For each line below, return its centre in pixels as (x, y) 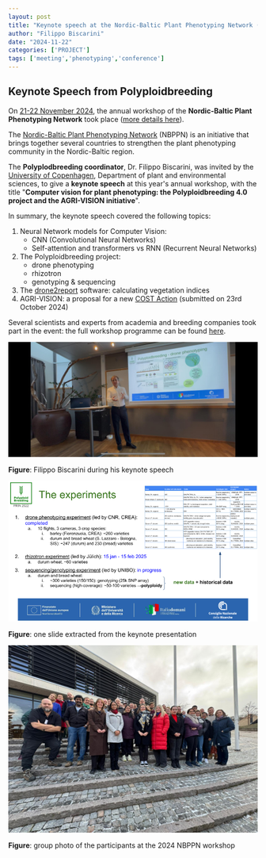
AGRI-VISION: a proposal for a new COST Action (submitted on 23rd (131, 298)
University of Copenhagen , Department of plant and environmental (117, 175)
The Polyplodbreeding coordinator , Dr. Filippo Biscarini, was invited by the (131, 167)
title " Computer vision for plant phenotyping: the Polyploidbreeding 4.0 (128, 192)
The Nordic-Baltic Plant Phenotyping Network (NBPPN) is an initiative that (129, 134)
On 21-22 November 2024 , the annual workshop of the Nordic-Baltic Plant (130, 110)
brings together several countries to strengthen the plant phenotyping (122, 143)
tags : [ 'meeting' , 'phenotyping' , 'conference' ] (86, 59)
